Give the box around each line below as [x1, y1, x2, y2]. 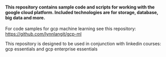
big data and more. [5, 14, 46, 20]
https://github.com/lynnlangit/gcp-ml [5, 31, 82, 37]
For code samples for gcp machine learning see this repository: [5, 25, 136, 32]
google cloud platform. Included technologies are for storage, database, [5, 9, 158, 15]
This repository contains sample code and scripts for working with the [5, 4, 155, 10]
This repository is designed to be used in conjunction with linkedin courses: [5, 40, 161, 47]
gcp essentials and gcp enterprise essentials [5, 46, 98, 52]
